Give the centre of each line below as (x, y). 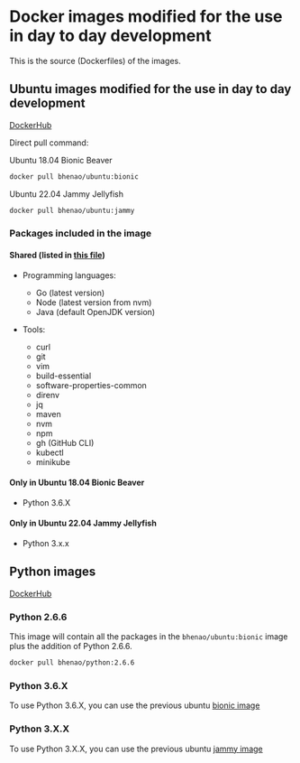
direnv (48, 395)
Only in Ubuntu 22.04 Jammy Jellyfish (83, 523)
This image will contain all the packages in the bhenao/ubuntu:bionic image (149, 637)
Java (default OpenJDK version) (95, 312)
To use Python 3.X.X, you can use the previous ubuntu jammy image (136, 749)
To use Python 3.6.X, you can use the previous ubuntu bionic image (135, 705)
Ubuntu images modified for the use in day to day (150, 89)
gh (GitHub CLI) (65, 442)
